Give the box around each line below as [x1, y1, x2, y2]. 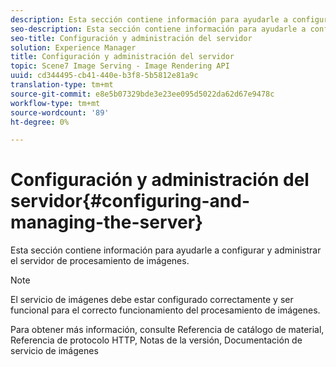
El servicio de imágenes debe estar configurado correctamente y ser [10, 294, 294, 306]
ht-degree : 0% [10, 117, 70, 127]
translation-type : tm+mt [10, 80, 114, 90]
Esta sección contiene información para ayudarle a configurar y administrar [10, 244, 322, 256]
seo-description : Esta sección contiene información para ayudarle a [10, 24, 307, 34]
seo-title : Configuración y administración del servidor [10, 33, 253, 43]
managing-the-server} [10, 211, 204, 234]
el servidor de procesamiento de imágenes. [10, 255, 190, 267]
